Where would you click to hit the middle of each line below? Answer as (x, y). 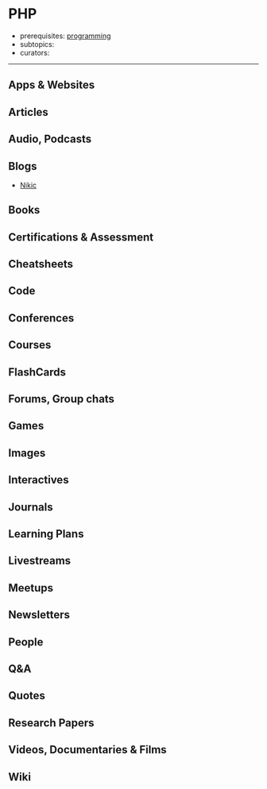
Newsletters (39, 615)
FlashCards (37, 372)
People (26, 642)
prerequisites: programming (65, 36)
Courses (30, 345)
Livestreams (40, 561)
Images (27, 453)
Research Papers (51, 723)
